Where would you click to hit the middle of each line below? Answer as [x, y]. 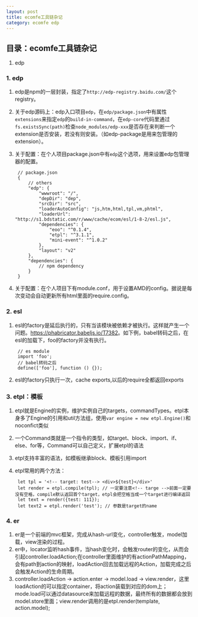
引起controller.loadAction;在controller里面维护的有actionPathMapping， [102, 557]
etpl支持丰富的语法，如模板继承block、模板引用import [80, 458]
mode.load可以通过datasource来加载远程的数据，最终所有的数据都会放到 [103, 594]
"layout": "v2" [57, 251]
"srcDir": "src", [60, 204]
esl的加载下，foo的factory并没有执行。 [62, 340]
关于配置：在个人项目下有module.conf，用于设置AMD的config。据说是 [101, 288]
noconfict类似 [32, 425]
